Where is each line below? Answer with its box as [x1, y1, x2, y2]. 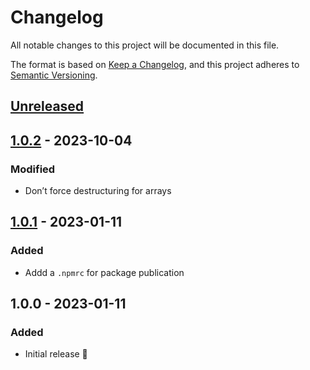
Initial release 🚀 [24, 348, 88, 360]
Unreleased [10, 98, 85, 115]
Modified [10, 162, 56, 176]
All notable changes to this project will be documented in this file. [10, 39, 280, 51]
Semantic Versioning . [10, 69, 98, 81]
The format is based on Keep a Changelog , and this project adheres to [10, 58, 300, 70]
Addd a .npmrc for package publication [24, 266, 185, 278]
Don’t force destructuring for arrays [24, 185, 172, 197]
